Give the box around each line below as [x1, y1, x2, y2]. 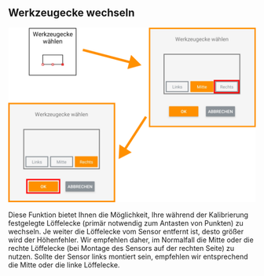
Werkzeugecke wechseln [8, 6, 135, 20]
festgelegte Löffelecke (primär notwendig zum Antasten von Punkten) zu [8, 219, 244, 228]
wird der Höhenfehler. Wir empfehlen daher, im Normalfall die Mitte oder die [8, 235, 254, 245]
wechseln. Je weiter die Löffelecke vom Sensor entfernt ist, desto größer [8, 227, 244, 237]
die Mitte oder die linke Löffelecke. [8, 260, 120, 270]
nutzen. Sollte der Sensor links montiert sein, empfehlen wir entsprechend [8, 252, 248, 262]
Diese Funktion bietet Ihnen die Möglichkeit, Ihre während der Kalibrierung [8, 210, 249, 219]
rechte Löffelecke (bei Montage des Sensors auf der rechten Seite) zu [8, 244, 234, 253]
